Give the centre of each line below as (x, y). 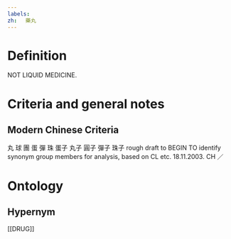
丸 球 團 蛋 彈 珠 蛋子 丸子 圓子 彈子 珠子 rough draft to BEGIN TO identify (114, 148)
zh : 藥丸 (22, 21)
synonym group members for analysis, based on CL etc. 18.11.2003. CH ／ (116, 157)
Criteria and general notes (86, 104)
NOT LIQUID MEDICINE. (42, 75)
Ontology (36, 186)
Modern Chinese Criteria (63, 130)
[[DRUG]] (21, 229)
